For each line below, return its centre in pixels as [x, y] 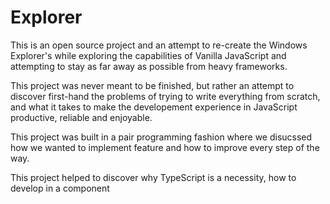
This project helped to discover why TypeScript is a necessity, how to [153, 177]
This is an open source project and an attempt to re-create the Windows [159, 45]
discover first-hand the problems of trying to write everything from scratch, [165, 96]
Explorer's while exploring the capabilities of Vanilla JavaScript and [148, 55]
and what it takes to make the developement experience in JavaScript [154, 107]
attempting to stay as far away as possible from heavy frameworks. [149, 66]
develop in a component [60, 188]
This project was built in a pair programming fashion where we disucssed [161, 137]
